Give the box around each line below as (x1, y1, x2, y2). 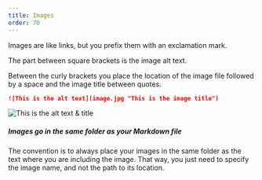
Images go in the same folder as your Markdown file (8, 127, 182, 136)
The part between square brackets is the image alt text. (8, 56, 187, 65)
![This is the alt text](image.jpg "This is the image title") (8, 94, 220, 102)
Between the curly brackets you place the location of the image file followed (8, 71, 255, 80)
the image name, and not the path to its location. (8, 163, 165, 173)
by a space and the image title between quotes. (8, 79, 162, 89)
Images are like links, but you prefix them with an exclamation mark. (8, 40, 227, 50)
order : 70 (8, 19, 41, 27)
